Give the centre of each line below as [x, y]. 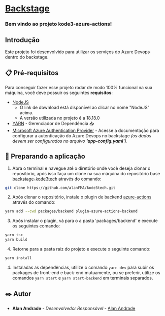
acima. [26, 112]
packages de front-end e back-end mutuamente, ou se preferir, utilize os [86, 272]
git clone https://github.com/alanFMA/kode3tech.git [60, 188]
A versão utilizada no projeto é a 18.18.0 [60, 118]
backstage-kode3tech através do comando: [57, 179]
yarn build [16, 240]
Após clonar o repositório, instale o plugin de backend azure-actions [82, 197]
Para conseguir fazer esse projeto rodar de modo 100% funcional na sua [79, 87]
